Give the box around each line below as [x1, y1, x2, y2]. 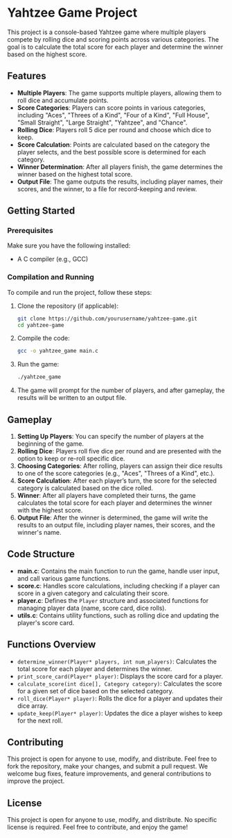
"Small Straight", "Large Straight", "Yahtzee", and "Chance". [17, 118, 188, 127]
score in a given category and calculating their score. [17, 589, 170, 597]
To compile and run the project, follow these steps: [7, 288, 152, 296]
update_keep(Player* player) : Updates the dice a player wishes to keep [17, 709, 223, 717]
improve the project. [7, 777, 65, 785]
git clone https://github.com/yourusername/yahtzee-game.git [17, 315, 198, 322]
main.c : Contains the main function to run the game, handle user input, [17, 567, 220, 575]
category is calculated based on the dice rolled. [17, 484, 154, 492]
